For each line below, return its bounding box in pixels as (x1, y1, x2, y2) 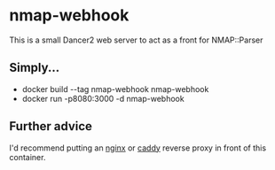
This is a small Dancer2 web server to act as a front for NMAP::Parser (9, 35, 263, 45)
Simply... (9, 60, 60, 75)
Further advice (9, 119, 93, 134)
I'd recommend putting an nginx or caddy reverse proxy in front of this (9, 143, 267, 153)
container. (9, 151, 46, 162)
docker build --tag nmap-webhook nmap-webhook (21, 83, 209, 94)
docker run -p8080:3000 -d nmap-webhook (21, 93, 185, 104)
